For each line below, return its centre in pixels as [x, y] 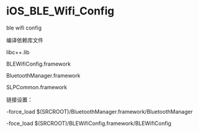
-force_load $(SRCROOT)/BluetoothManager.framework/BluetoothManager [99, 111]
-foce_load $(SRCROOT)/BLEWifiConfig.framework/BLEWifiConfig [89, 123]
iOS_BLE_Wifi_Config [60, 11]
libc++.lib [18, 52]
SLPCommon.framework [37, 87]
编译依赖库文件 [25, 40]
